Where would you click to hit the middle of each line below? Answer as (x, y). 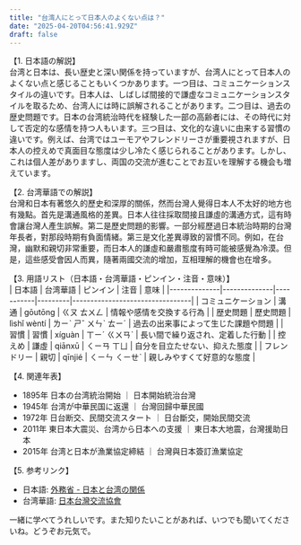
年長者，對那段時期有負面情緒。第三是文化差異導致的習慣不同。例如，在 (142, 237)
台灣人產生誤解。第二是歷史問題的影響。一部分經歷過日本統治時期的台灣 (158, 226)
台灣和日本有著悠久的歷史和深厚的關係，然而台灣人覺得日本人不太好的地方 (146, 204)
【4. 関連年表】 (38, 376)
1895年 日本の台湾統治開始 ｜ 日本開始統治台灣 (109, 395)
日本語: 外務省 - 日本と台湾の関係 (84, 489)
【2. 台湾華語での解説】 (53, 192)
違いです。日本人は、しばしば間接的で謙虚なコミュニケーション (157, 94)
